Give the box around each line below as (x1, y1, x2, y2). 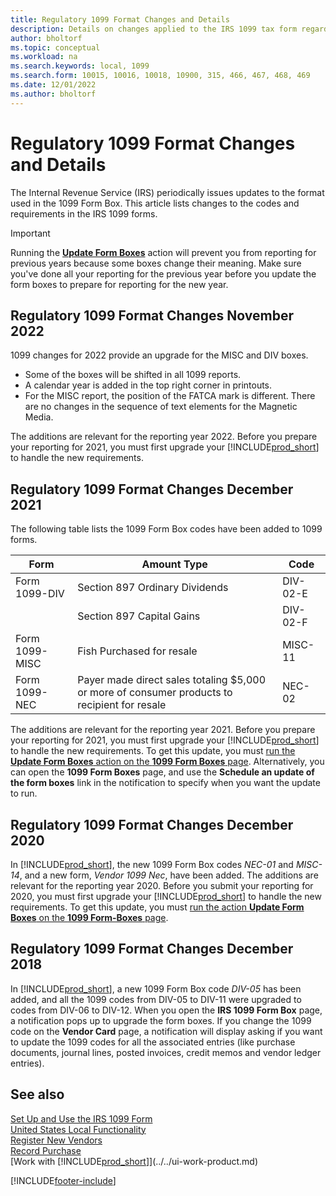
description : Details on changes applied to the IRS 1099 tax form (10, 24, 298, 34)
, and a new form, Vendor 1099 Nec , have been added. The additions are (19, 869, 319, 881)
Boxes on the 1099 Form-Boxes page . (10, 912, 169, 923)
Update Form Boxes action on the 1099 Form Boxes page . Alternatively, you (10, 756, 325, 768)
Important (10, 227, 51, 239)
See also (10, 1086, 65, 1103)
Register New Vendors (10, 1134, 103, 1146)
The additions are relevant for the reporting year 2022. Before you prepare (10, 431, 318, 443)
